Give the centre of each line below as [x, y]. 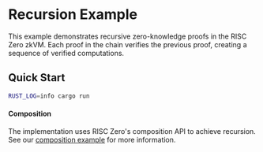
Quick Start [37, 78]
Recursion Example [73, 15]
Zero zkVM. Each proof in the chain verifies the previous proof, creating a [128, 44]
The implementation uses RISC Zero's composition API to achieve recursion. [132, 131]
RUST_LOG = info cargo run [49, 96]
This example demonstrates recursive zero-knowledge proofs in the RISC [128, 36]
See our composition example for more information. [92, 139]
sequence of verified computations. [66, 53]
